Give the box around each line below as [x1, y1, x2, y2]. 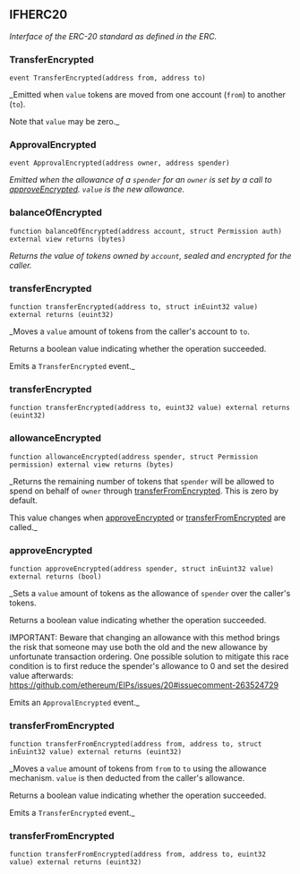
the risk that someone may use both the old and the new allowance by [9, 641, 269, 652]
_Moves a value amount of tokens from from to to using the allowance [9, 763, 267, 774]
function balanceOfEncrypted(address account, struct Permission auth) [9, 227, 282, 236]
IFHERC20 [9, 7, 68, 22]
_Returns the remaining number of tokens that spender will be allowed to [9, 476, 275, 486]
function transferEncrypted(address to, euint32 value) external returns [9, 403, 291, 413]
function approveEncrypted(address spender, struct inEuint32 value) [9, 564, 275, 573]
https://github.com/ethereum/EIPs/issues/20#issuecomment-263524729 [9, 680, 279, 690]
